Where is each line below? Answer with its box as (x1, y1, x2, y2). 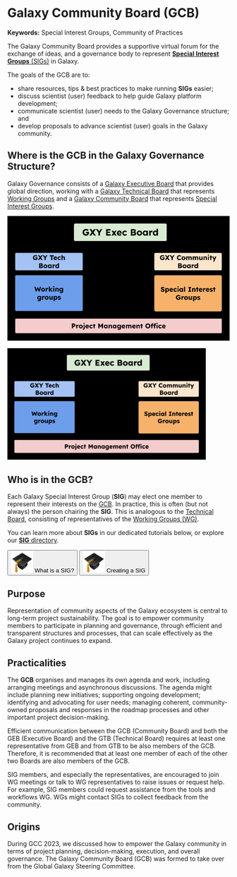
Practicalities (7, 657, 67, 669)
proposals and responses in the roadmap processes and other (28, 706, 209, 714)
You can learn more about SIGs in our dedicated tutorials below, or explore (7, 529, 224, 537)
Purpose (7, 587, 46, 600)
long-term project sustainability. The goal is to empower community (7, 614, 205, 623)
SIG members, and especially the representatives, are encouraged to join (7, 771, 220, 779)
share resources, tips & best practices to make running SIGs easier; (17, 84, 214, 92)
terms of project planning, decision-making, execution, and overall (7, 847, 200, 856)
